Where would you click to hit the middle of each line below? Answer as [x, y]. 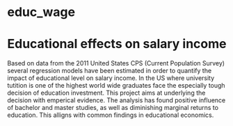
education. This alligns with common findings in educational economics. [111, 115]
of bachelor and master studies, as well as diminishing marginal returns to [113, 108]
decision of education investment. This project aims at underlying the [106, 93]
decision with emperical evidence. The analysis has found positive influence [116, 100]
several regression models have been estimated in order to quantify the [110, 71]
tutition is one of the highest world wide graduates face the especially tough [116, 86]
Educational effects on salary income [117, 44]
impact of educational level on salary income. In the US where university [111, 78]
